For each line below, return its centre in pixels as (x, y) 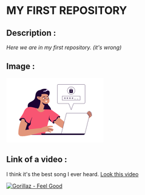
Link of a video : (37, 160)
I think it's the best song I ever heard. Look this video (72, 174)
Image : (21, 66)
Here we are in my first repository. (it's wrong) (64, 47)
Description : (31, 33)
